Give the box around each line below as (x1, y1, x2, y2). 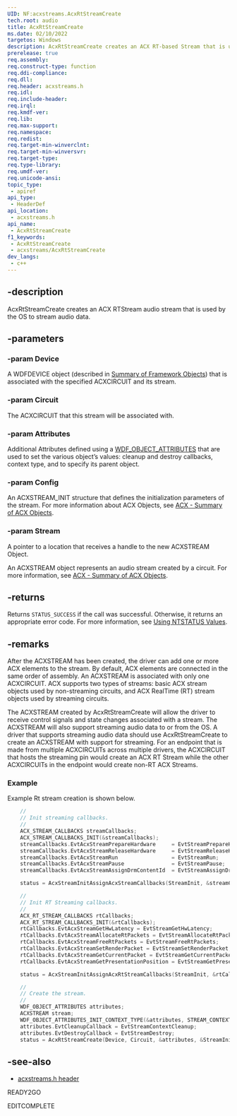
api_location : (7, 208, 49, 215)
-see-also (7, 1055, 51, 1067)
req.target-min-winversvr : (7, 148, 87, 155)
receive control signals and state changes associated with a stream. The (7, 716, 217, 724)
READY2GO (7, 1088, 41, 1097)
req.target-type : (7, 155, 59, 162)
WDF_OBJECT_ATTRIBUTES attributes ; (20, 1004, 125, 1011)
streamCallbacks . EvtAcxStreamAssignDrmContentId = (20, 867, 175, 874)
